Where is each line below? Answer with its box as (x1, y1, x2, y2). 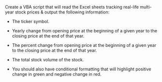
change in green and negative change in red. (12, 71, 102, 77)
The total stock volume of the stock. (12, 57, 84, 62)
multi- (140, 4, 152, 10)
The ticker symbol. (12, 19, 49, 24)
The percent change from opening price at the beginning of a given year (12, 42, 156, 48)
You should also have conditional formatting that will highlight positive (12, 66, 151, 72)
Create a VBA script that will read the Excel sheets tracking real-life (5, 4, 139, 10)
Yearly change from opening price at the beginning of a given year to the (12, 28, 157, 33)
